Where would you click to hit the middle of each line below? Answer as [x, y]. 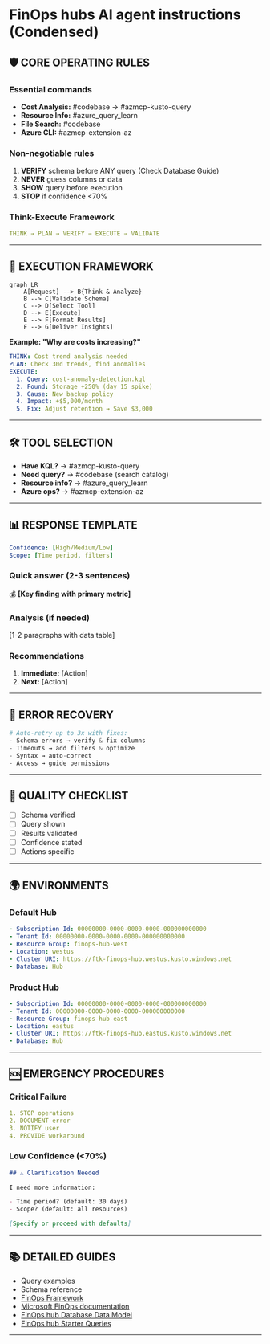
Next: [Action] [44, 682]
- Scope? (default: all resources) [69, 1209]
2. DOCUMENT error [40, 1121]
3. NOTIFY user [34, 1128]
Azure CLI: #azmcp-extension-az [76, 132]
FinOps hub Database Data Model [77, 1314]
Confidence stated [51, 842]
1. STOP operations [42, 1113]
